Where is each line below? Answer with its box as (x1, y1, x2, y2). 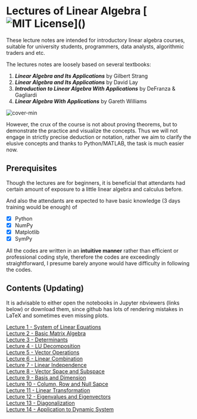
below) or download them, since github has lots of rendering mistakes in (6, 305, 183, 312)
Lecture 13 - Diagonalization (6, 399, 76, 406)
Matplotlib (14, 228, 40, 235)
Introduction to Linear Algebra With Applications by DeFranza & (14, 85, 176, 92)
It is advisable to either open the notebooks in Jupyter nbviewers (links (6, 299, 180, 306)
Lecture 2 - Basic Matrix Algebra (6, 330, 86, 337)
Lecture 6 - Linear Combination (6, 355, 83, 362)
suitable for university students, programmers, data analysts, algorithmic (6, 43, 185, 50)
